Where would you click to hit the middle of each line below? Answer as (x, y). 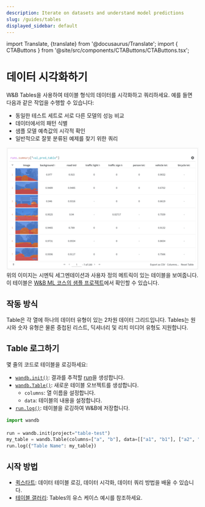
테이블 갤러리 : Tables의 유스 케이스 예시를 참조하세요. (79, 498)
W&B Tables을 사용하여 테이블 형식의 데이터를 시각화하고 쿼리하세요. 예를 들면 (99, 95)
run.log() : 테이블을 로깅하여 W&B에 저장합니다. (72, 408)
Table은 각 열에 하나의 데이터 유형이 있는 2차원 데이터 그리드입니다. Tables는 (98, 320)
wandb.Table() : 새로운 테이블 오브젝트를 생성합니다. (77, 385)
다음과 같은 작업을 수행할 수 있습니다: (50, 103)
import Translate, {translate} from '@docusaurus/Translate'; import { (92, 44)
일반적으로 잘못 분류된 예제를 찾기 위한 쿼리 (67, 139)
